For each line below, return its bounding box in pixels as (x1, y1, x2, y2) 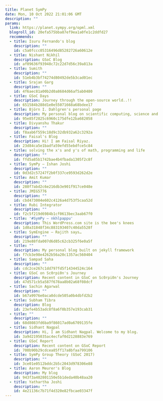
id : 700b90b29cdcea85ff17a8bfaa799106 (14, 348, 93, 353)
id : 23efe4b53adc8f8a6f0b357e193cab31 (14, 307, 93, 312)
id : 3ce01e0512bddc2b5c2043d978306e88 (14, 361, 93, 366)
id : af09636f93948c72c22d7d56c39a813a (14, 62, 93, 66)
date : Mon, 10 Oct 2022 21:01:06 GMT (5, 12, 82, 17)
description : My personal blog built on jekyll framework (14, 248, 134, 253)
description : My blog (14, 370, 58, 375)
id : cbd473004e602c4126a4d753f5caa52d (14, 198, 93, 203)
